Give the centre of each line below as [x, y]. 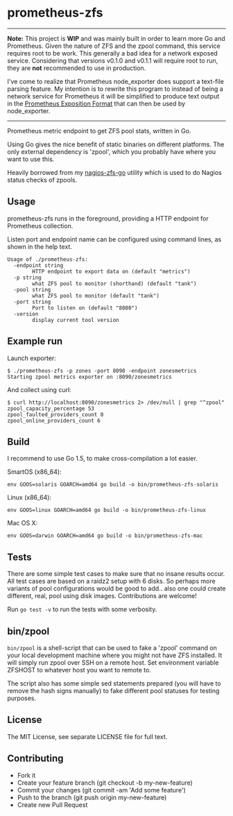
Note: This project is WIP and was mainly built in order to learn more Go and [116, 38]
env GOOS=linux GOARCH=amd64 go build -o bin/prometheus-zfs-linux [107, 510]
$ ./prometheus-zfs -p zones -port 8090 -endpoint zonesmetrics [102, 371]
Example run [35, 341]
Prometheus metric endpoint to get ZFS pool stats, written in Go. [99, 130]
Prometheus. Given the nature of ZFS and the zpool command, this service [114, 46]
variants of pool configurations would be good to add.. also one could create [116, 588]
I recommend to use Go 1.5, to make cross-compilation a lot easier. [102, 459]
